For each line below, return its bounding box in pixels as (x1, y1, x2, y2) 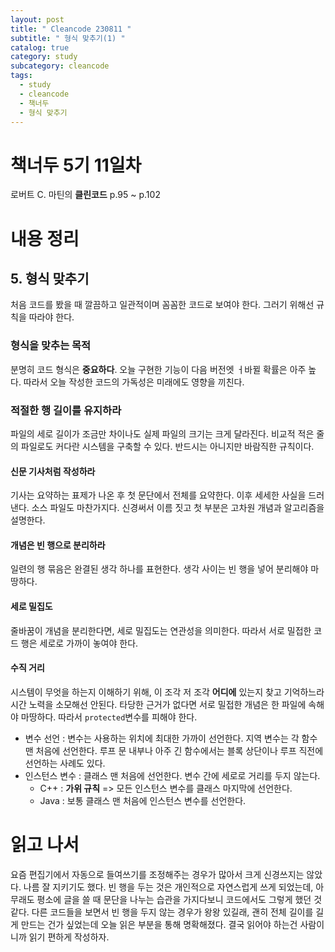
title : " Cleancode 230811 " (10, 24, 132, 34)
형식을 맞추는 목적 (10, 339, 92, 353)
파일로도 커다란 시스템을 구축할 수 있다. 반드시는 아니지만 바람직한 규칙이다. (20, 440, 315, 452)
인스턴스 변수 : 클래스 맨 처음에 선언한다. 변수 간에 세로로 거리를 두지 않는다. (24, 769, 321, 781)
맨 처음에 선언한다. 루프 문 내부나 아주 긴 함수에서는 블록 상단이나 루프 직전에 (24, 744, 324, 756)
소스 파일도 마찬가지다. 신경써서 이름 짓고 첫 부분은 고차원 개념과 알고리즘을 (31, 502, 325, 514)
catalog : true (10, 42, 70, 53)
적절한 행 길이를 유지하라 (10, 403, 122, 417)
